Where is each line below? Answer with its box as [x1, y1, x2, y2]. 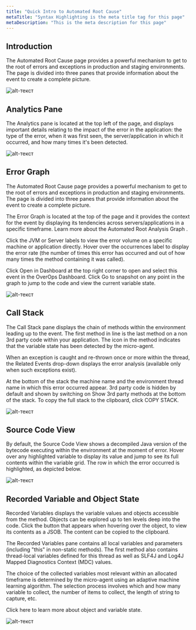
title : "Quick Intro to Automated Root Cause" [6, 8, 122, 15]
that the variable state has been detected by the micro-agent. [6, 342, 155, 349]
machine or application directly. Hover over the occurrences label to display [6, 243, 190, 250]
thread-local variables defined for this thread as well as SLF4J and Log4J [6, 552, 184, 559]
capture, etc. [6, 595, 37, 602]
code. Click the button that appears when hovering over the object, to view [6, 522, 187, 529]
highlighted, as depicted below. [6, 466, 82, 473]
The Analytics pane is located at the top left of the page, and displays [6, 120, 174, 127]
